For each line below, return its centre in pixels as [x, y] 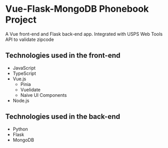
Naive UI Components [44, 95]
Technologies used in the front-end [63, 56]
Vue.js [19, 79]
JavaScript [24, 68]
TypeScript [24, 73]
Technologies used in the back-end [63, 117]
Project [21, 20]
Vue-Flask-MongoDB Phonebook [77, 9]
